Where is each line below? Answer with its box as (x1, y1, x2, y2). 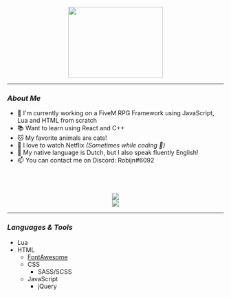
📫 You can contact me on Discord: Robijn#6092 (16, 156, 155, 165)
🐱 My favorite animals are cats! (16, 134, 108, 142)
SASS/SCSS (37, 268, 72, 276)
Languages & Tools (7, 223, 74, 233)
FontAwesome (27, 252, 68, 261)
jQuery (37, 282, 57, 290)
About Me (7, 93, 41, 103)
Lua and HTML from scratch (16, 117, 98, 125)
